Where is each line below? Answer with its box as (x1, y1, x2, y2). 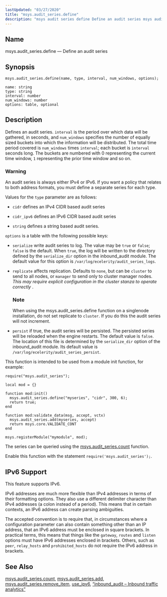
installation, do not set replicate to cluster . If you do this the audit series (12, 313, 161, 319)
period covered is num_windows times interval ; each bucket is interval (5, 145, 150, 151)
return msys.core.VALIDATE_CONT (9, 422, 77, 427)
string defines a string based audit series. (12, 223, 99, 229)
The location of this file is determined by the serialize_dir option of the (12, 339, 161, 345)
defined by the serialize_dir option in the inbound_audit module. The (12, 253, 157, 259)
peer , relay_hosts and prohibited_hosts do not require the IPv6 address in (5, 543, 158, 549)
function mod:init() (5, 391, 48, 397)
